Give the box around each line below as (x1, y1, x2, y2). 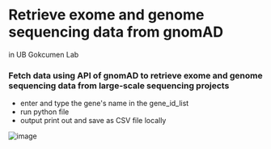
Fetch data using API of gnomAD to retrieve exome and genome (8, 70, 263, 81)
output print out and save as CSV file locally (19, 116, 167, 126)
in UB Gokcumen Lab (8, 49, 79, 59)
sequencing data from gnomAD (8, 23, 224, 41)
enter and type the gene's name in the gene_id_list (19, 99, 189, 109)
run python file (19, 107, 70, 117)
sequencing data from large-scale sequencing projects (8, 79, 230, 91)
